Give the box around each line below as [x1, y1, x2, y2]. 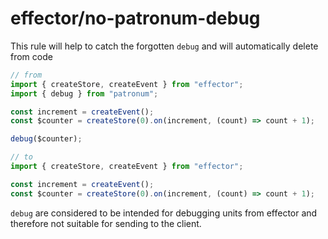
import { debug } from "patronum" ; [10, 88, 159, 99]
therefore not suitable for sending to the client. [10, 217, 202, 229]
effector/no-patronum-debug [10, 7, 261, 30]
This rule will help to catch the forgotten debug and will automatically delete [10, 40, 319, 52]
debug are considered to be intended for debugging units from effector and [10, 207, 318, 219]
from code [10, 50, 53, 62]
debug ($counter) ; [10, 134, 83, 144]
